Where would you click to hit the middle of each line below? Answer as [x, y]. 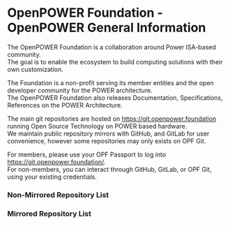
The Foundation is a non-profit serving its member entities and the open [110, 82]
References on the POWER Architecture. [65, 105]
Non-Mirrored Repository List [58, 195]
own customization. [36, 69]
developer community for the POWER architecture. [80, 90]
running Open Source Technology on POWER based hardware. [97, 126]
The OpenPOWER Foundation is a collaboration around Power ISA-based [112, 47]
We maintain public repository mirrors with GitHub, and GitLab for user [108, 133]
